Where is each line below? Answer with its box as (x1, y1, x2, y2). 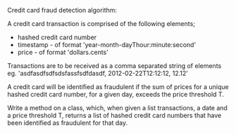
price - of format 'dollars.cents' (17, 48, 109, 56)
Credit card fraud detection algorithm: (7, 6, 118, 14)
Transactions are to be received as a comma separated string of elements (7, 62, 222, 69)
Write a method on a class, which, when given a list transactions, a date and (7, 104, 228, 112)
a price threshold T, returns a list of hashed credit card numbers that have (7, 112, 222, 119)
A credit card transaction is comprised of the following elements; (7, 20, 196, 27)
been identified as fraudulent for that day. (7, 119, 128, 127)
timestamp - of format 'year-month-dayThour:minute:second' (17, 41, 197, 48)
